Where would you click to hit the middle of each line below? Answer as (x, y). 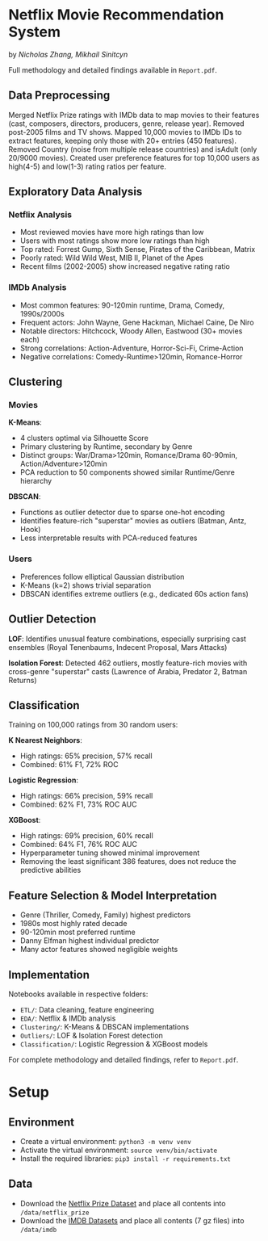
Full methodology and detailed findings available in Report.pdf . (113, 69)
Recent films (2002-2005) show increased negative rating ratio (125, 266)
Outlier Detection (52, 619)
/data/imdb (38, 1230)
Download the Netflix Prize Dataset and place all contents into (123, 1203)
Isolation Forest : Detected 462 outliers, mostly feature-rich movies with (128, 663)
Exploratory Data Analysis (75, 192)
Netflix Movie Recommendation (116, 15)
